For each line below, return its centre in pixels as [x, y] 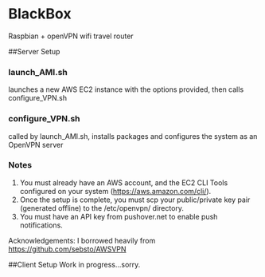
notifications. [41, 225]
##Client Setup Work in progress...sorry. [74, 264]
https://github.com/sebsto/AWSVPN [67, 249]
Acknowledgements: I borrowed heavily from [82, 240]
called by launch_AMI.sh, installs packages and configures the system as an [133, 136]
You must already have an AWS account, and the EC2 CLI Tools [124, 182]
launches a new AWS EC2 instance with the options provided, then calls [126, 89]
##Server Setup [34, 51]
